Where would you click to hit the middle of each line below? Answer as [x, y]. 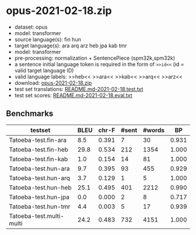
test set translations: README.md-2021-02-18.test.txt [79, 89]
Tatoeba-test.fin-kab [38, 159]
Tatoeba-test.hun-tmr [40, 206]
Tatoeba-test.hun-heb [40, 187]
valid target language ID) [44, 70]
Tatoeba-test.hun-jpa [39, 197]
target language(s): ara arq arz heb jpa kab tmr [71, 46]
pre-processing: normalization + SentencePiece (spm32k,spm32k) [95, 58]
